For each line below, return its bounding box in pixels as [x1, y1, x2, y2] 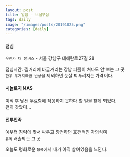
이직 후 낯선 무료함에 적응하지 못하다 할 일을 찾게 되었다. [5, 98, 117, 104]
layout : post [5, 7, 33, 13]
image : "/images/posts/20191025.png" [5, 21, 86, 27]
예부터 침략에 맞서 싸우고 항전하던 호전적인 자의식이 [5, 129, 108, 135]
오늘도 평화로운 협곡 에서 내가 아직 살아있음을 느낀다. [5, 146, 108, 152]
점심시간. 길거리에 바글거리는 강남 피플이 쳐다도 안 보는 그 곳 [5, 66, 125, 72]
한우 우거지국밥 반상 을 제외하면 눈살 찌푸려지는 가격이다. [5, 73, 114, 79]
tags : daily [5, 17, 31, 22]
